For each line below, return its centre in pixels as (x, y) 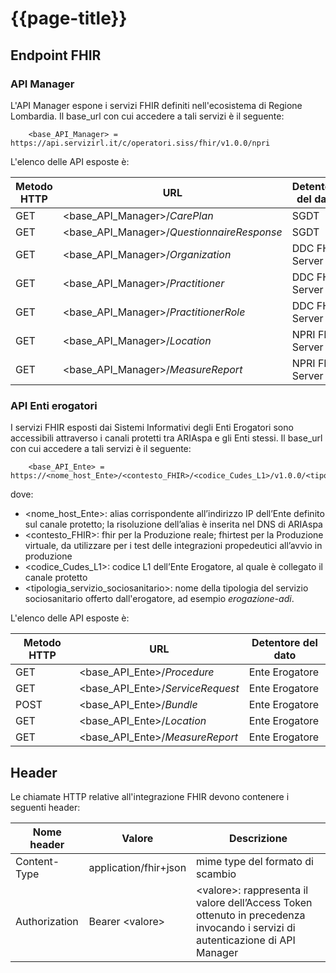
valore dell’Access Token (254, 902)
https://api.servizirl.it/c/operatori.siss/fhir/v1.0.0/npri (140, 143)
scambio (216, 874)
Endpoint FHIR (56, 55)
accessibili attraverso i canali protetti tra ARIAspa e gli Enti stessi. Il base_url (166, 438)
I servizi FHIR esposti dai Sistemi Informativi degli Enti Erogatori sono (152, 428)
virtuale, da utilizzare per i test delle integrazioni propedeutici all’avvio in (173, 546)
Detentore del (284, 643)
